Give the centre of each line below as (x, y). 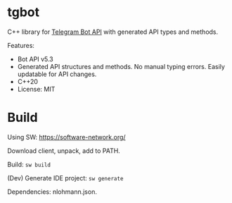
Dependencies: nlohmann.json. (52, 192)
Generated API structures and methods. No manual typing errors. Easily (121, 66)
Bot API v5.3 (36, 59)
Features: (21, 45)
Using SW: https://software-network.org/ (66, 137)
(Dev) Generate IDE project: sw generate (65, 178)
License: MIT (36, 89)
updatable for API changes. (57, 74)
